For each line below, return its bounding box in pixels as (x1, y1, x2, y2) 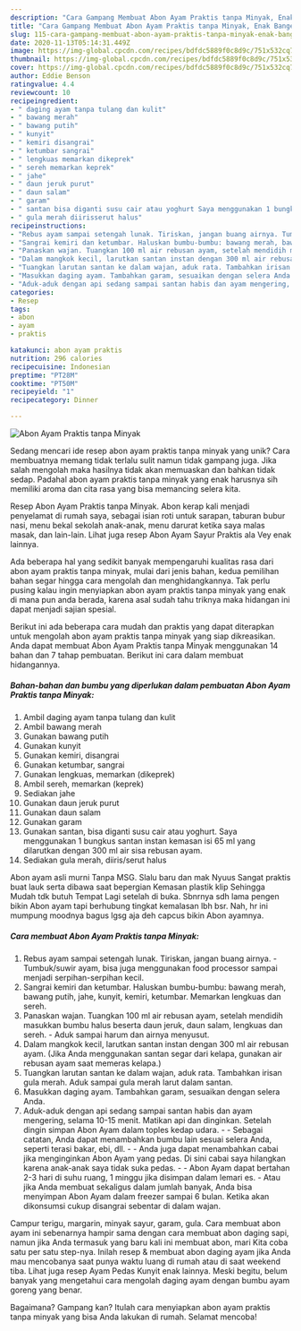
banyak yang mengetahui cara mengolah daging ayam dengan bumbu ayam (10, 1275, 290, 1285)
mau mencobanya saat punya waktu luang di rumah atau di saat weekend (10, 1256, 280, 1267)
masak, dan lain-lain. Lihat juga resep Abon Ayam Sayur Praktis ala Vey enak (10, 529, 292, 540)
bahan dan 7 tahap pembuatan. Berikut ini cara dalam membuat (10, 650, 244, 660)
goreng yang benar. (10, 1284, 83, 1295)
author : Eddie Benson (10, 72, 91, 81)
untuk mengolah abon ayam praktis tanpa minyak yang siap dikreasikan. (10, 631, 276, 641)
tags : (10, 305, 30, 313)
